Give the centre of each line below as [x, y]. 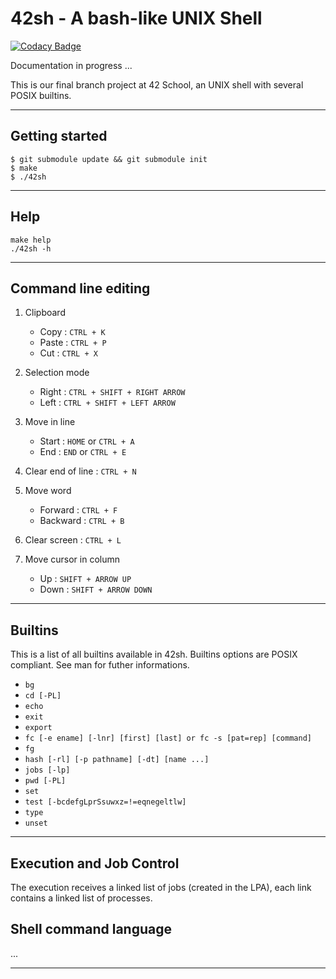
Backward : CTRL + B [82, 521]
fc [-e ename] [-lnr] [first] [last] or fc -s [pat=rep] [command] [168, 738]
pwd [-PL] [45, 781]
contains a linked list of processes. [81, 898]
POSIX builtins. [41, 95]
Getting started [59, 136]
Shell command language [91, 929]
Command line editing [80, 288]
